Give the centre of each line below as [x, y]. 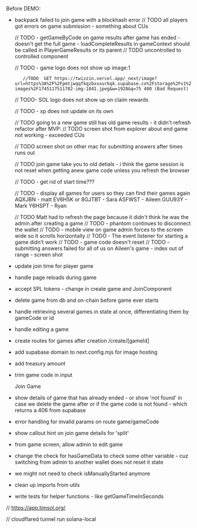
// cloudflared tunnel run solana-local [51, 519]
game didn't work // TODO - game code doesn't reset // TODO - [92, 242]
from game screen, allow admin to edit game [69, 444]
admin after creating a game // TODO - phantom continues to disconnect [103, 223]
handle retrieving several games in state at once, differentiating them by [102, 312]
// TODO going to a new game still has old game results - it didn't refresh [103, 122]
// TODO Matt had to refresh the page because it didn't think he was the [102, 217]
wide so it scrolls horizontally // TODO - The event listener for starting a [101, 236]
